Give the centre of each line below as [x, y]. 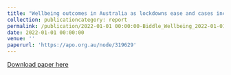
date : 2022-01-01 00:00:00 [46, 32]
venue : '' [21, 39]
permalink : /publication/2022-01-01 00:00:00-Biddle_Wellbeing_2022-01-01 [117, 26]
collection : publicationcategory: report [67, 20]
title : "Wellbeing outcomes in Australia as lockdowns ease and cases [110, 13]
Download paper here [38, 64]
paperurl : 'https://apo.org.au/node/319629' [72, 45]
